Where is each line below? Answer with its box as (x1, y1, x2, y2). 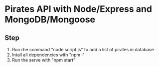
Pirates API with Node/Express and (4, 3, 153, 15)
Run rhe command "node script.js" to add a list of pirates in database (11, 47, 154, 52)
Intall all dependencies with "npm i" (11, 52, 85, 58)
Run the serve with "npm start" (11, 57, 76, 63)
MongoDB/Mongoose (4, 14, 96, 25)
